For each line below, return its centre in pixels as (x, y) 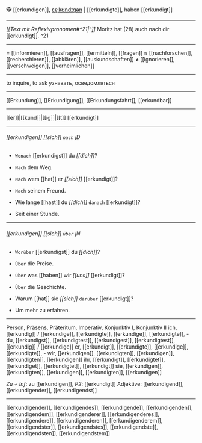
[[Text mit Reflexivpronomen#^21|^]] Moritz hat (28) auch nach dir (88, 29)
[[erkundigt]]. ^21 (28, 36)
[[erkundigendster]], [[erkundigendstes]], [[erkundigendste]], (82, 427)
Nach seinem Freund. (40, 191)
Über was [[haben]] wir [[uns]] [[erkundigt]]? (70, 275)
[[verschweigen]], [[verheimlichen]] (50, 66)
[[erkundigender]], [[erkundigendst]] (52, 391)
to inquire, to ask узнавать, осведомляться (61, 83)
